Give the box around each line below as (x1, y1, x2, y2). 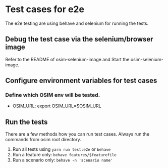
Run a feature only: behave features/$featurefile (12, 152, 117, 158)
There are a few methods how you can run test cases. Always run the (5, 131, 150, 137)
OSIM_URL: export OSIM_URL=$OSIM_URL (12, 103, 102, 109)
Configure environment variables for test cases (5, 76, 157, 85)
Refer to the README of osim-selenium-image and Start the (5, 56, 130, 62)
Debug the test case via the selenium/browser (5, 35, 153, 44)
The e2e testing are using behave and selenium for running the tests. (5, 20, 149, 26)
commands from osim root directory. (5, 137, 82, 143)
